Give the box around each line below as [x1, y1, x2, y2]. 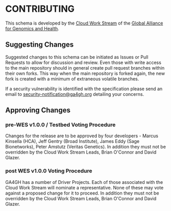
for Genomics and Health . [5, 25, 60, 31]
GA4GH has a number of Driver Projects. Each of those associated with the [5, 179, 163, 185]
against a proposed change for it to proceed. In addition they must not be [5, 190, 159, 196]
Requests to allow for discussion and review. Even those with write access [5, 59, 162, 66]
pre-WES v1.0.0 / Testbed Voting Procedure [5, 121, 116, 129]
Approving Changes [5, 106, 70, 115]
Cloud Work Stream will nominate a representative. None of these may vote [5, 184, 164, 191]
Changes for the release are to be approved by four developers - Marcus [5, 133, 158, 139]
